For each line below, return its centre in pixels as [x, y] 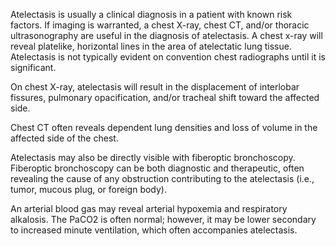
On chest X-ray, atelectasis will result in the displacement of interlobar [155, 87]
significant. [33, 67]
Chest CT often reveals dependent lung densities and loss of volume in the [164, 127]
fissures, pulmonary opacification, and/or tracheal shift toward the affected [165, 97]
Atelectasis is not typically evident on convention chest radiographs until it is [168, 57]
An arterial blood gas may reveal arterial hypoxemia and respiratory [149, 208]
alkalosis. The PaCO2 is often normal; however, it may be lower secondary [163, 219]
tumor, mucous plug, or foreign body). [88, 189]
